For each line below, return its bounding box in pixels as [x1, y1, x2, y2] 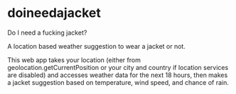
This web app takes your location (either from [7, 55, 141, 64]
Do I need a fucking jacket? [7, 28, 87, 37]
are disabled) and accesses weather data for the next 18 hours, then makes [7, 71, 228, 79]
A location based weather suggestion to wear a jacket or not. [7, 42, 186, 50]
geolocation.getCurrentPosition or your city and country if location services [7, 63, 229, 71]
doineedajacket [7, 5, 101, 21]
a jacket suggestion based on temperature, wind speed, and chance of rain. [7, 78, 230, 86]
